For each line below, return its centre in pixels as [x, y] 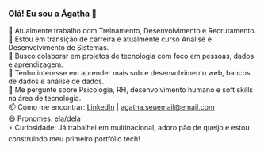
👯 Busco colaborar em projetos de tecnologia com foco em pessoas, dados [131, 56]
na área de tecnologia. [45, 99]
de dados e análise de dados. [56, 81]
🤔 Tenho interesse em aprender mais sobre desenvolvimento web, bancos [130, 73]
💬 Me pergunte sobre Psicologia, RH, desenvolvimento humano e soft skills [131, 90]
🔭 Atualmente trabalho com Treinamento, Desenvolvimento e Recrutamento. [132, 31]
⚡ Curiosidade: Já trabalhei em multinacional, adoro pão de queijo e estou [129, 128]
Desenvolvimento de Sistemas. [59, 48]
